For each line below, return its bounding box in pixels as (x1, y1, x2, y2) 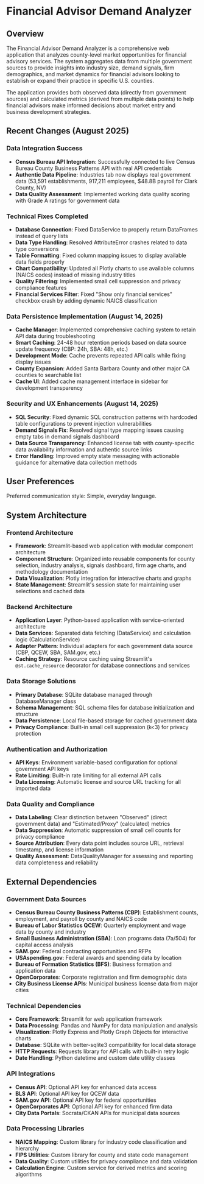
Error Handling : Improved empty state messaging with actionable (15, 452, 180, 459)
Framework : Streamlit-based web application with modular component (15, 542, 194, 549)
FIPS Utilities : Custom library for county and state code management (15, 1151, 189, 1158)
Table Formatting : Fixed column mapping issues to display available (15, 252, 187, 259)
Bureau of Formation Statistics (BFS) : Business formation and (15, 960, 172, 968)
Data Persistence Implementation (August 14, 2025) (6, 312, 163, 320)
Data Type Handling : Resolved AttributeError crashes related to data (15, 239, 188, 246)
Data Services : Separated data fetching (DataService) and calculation (15, 629, 191, 637)
